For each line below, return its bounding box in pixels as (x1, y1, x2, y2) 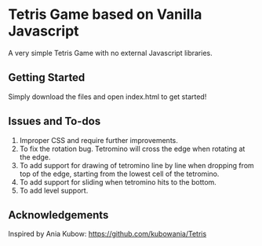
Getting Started (8, 71, 86, 84)
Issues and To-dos (8, 115, 101, 128)
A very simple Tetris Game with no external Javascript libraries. (8, 48, 213, 57)
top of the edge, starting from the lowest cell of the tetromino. (19, 169, 220, 178)
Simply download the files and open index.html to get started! (8, 92, 207, 101)
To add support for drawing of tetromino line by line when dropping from (19, 160, 255, 170)
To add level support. (19, 185, 89, 195)
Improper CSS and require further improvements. (19, 135, 179, 145)
